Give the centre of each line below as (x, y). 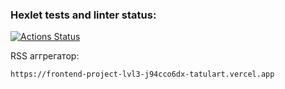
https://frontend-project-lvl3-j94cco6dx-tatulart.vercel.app (142, 74)
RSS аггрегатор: (45, 56)
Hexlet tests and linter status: (83, 15)
